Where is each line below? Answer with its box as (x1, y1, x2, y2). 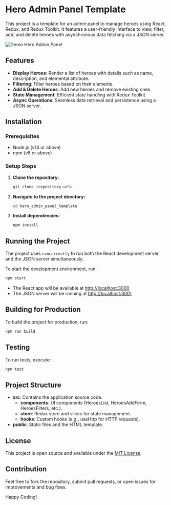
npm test (5, 367, 24, 372)
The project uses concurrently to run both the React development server (5, 250, 159, 257)
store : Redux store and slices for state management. (20, 411, 132, 417)
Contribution (5, 465, 47, 474)
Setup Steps (5, 163, 37, 170)
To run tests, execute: (5, 356, 51, 362)
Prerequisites (5, 133, 39, 140)
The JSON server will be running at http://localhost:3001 (12, 291, 132, 297)
